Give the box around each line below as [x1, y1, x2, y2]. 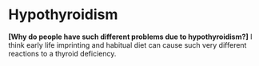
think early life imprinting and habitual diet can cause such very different [8, 40, 247, 49]
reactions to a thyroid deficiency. [8, 49, 117, 58]
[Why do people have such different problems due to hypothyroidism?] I [8, 32, 253, 41]
